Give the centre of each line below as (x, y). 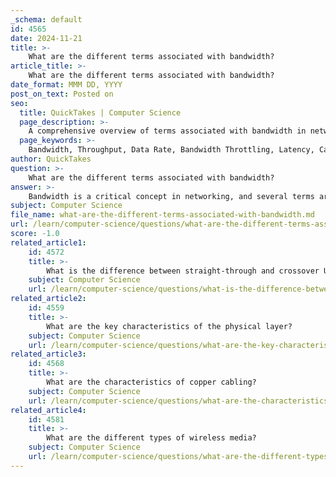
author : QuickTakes (51, 159)
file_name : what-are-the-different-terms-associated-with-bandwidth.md (162, 215)
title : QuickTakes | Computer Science (100, 112)
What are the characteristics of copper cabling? (151, 382)
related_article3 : (48, 354)
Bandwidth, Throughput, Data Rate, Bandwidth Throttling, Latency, (171, 150)
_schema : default (46, 19)
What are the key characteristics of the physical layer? (169, 326)
